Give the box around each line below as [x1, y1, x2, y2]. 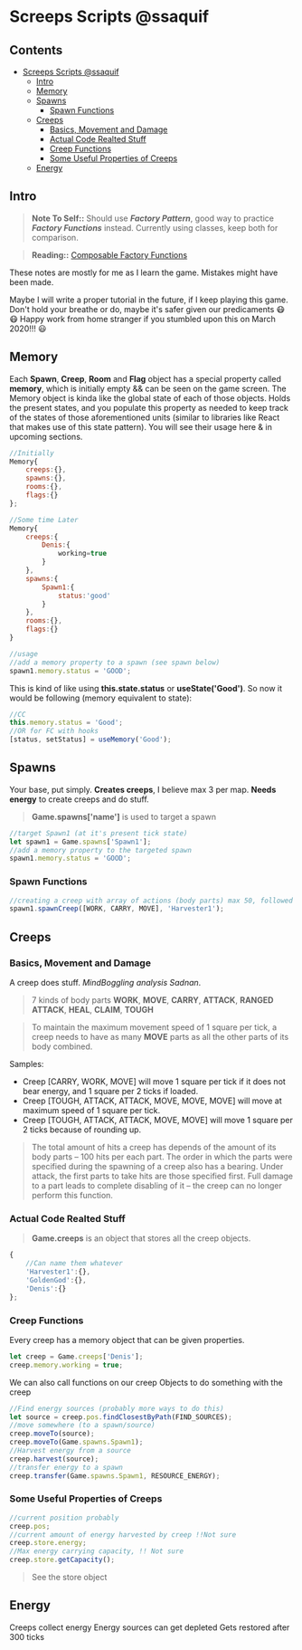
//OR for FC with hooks [9, 727, 99, 736]
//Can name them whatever [25, 1259, 124, 1268]
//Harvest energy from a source [9, 1446, 131, 1455]
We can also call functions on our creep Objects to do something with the [9, 1377, 283, 1388]
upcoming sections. [9, 431, 83, 442]
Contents [9, 43, 63, 58]
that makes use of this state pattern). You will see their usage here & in [9, 421, 273, 432]
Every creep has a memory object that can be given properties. [9, 1334, 245, 1345]
